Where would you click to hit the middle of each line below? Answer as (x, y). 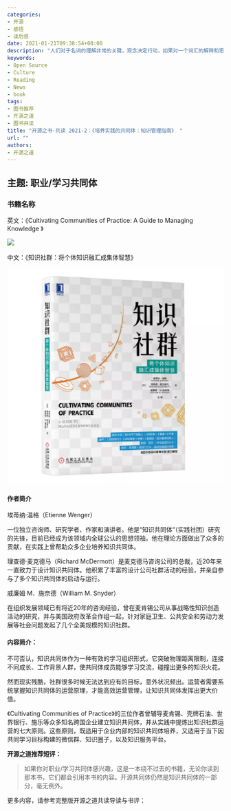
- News (16, 87)
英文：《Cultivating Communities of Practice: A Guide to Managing (100, 220)
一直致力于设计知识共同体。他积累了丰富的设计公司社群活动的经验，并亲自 (112, 570)
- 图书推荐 (21, 109)
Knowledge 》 (25, 228)
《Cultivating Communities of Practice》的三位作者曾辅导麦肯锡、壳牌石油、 (112, 714)
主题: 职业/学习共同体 (52, 183)
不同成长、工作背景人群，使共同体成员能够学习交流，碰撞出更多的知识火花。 (115, 667)
